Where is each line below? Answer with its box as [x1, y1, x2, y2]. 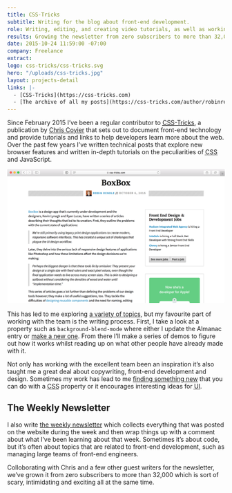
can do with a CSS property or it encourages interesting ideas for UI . [7, 382, 202, 390]
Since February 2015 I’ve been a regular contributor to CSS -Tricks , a [7, 118, 202, 127]
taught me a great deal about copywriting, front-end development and [7, 367, 207, 375]
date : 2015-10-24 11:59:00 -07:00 [7, 40, 107, 48]
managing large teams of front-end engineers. [7, 449, 139, 458]
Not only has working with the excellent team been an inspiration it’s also [7, 360, 215, 368]
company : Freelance [7, 48, 64, 55]
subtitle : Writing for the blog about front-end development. [7, 18, 190, 26]
